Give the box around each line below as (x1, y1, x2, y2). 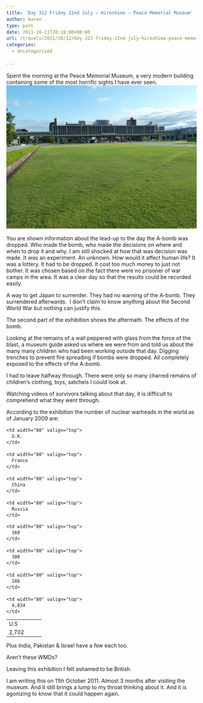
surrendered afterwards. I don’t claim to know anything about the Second (6, 298, 190, 305)
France (11, 457, 28, 463)
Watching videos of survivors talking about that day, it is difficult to (6, 390, 173, 397)
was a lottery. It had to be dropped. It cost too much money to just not (6, 260, 180, 267)
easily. (6, 280, 22, 287)
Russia (11, 506, 28, 512)
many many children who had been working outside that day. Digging (6, 347, 179, 354)
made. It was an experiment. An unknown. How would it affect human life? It (6, 254, 196, 261)
